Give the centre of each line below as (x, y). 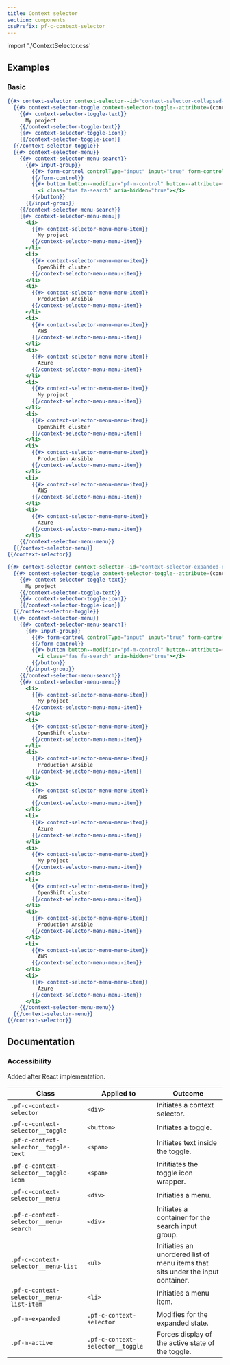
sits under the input (188, 1272)
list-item (26, 1304)
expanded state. (182, 1323)
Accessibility (29, 1061)
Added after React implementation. (56, 1076)
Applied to (119, 1093)
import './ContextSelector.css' (49, 46)
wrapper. (171, 1181)
